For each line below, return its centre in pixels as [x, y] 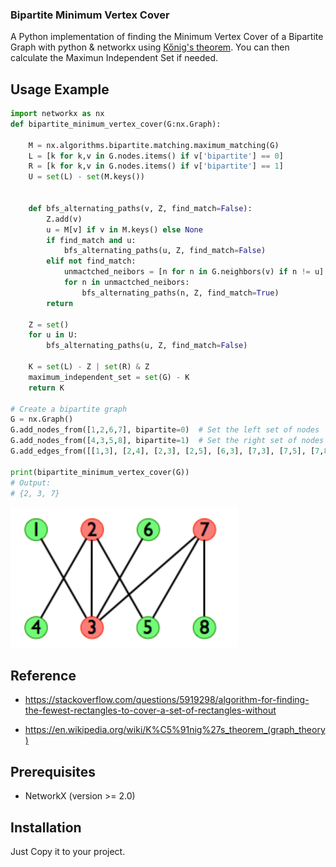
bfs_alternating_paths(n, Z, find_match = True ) [180, 293]
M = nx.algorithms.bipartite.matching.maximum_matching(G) [154, 145]
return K [46, 388]
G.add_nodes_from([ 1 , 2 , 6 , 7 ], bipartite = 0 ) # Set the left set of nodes [165, 430]
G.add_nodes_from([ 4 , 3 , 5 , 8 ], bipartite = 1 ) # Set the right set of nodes [167, 441]
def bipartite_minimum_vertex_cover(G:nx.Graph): [116, 124]
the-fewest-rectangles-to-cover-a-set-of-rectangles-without [150, 710]
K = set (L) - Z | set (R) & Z [89, 367]
